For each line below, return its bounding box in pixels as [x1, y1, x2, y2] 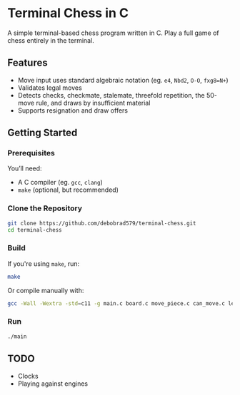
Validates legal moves [17, 83, 82, 92]
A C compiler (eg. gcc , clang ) [17, 178, 103, 187]
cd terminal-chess [7, 226, 62, 233]
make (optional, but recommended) [17, 185, 119, 194]
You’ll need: [7, 164, 42, 173]
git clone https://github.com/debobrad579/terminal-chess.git [7, 220, 196, 227]
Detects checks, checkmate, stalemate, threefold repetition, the [17, 91, 205, 99]
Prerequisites [7, 148, 55, 158]
